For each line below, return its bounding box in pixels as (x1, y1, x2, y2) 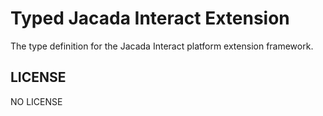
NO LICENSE (10, 95, 63, 107)
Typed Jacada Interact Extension (10, 7, 290, 30)
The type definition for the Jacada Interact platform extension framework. (10, 40, 314, 52)
